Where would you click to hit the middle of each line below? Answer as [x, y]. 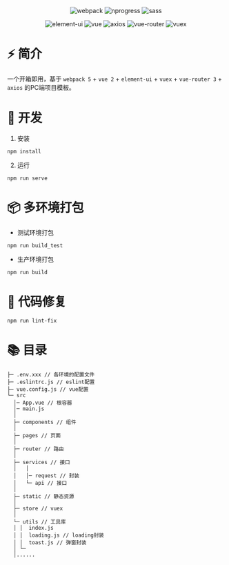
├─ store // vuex [38, 508]
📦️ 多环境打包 [46, 208]
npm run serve [28, 178]
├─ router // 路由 [39, 449]
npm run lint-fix [32, 320]
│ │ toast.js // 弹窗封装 [50, 542]
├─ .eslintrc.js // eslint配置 [51, 382]
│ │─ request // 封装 [46, 476]
